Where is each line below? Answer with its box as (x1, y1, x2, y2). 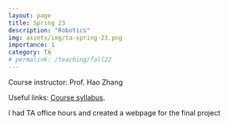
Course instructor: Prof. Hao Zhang (8, 77, 123, 87)
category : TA (8, 48, 52, 56)
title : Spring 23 (8, 19, 66, 27)
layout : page (8, 11, 52, 20)
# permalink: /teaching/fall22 (8, 56, 112, 64)
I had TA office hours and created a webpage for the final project (8, 108, 221, 117)
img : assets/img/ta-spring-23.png (8, 33, 123, 42)
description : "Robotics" (8, 26, 91, 34)
